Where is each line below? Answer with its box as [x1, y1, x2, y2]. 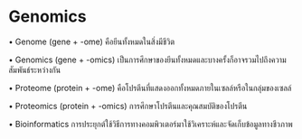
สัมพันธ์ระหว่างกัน [8, 64, 61, 75]
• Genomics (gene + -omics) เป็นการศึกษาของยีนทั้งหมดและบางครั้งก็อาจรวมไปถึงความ [8, 54, 287, 65]
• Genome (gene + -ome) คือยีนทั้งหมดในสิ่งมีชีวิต [8, 36, 175, 47]
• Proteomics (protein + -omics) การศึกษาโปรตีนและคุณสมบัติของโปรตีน [8, 100, 248, 111]
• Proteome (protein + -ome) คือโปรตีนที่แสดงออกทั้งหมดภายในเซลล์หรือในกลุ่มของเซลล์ [8, 82, 292, 93]
